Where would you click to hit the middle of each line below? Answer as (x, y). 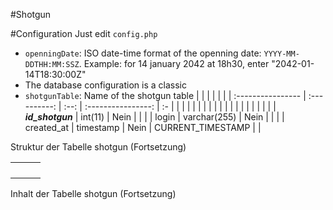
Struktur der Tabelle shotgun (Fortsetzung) (98, 147)
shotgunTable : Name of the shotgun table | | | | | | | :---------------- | (165, 95)
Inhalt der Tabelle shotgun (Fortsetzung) (93, 193)
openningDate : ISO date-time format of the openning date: (143, 53)
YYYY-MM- (281, 54)
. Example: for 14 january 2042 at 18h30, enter (174, 63)
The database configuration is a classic (105, 85)
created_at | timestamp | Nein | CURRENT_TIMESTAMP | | (143, 127)
